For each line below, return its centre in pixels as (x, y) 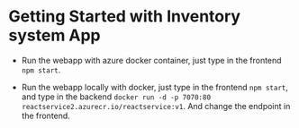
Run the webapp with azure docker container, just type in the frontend (151, 60)
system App (54, 35)
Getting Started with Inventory (124, 17)
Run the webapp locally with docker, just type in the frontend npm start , (155, 87)
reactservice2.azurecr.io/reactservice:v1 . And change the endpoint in (156, 106)
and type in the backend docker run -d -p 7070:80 (116, 97)
